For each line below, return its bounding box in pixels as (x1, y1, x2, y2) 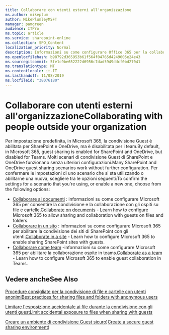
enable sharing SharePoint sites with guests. (12, 238, 105, 245)
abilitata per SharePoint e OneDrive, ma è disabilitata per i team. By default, (5, 143, 160, 149)
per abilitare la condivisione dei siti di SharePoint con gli (12, 228, 128, 234)
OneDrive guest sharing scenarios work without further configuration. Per (5, 165, 158, 171)
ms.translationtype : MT (5, 64, 55, 69)
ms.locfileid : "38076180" (5, 78, 59, 83)
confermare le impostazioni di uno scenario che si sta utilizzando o (5, 170, 144, 176)
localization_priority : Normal (5, 45, 71, 50)
